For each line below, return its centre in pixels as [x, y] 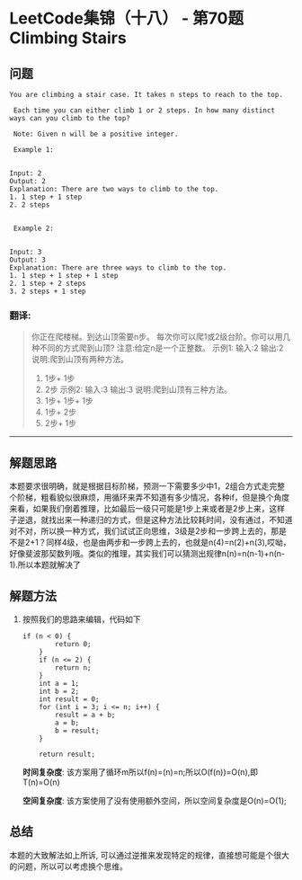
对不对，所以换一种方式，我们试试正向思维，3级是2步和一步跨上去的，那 [144, 531]
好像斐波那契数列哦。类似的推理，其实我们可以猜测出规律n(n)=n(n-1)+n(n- [147, 554]
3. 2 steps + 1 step [48, 291]
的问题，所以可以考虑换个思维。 [68, 866]
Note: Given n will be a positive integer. [96, 134]
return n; [73, 667]
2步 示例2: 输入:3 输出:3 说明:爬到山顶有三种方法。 [138, 390]
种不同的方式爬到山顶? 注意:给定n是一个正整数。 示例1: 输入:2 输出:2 [157, 348]
